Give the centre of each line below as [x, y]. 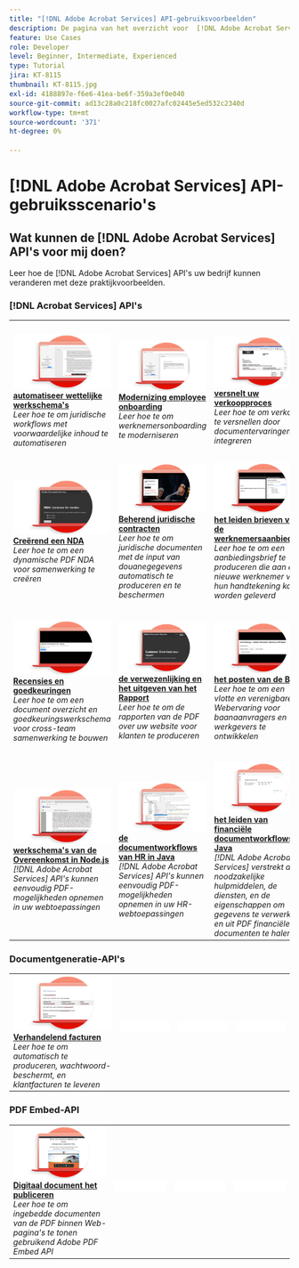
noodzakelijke [239, 876]
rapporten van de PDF [159, 716]
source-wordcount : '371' [55, 122]
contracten [140, 528]
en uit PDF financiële [252, 924]
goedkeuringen [42, 691]
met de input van [149, 557]
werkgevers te [240, 727]
